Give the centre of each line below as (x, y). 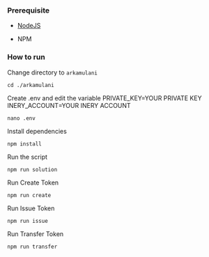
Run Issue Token (31, 208)
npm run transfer (32, 247)
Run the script (27, 157)
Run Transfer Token (36, 234)
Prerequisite (29, 10)
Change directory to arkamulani (52, 72)
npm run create (29, 195)
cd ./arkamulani (31, 85)
